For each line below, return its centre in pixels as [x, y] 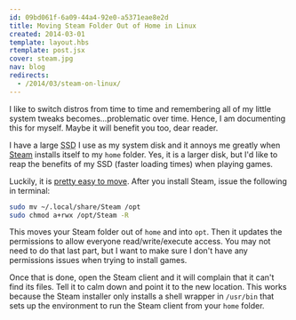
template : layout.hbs [49, 42]
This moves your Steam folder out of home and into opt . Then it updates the [146, 232]
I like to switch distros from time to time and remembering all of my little [140, 108]
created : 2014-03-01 [48, 34]
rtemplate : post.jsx [48, 51]
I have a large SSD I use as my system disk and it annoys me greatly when [145, 145]
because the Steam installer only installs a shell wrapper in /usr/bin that [142, 296]
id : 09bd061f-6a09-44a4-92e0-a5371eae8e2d [89, 17]
